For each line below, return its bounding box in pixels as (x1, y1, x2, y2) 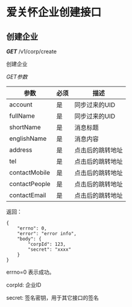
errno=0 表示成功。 (6, 268, 55, 276)
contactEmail (9, 191, 46, 199)
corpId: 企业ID (6, 282, 42, 288)
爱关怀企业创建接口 (6, 5, 102, 19)
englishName (9, 134, 47, 143)
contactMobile (9, 169, 50, 176)
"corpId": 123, (28, 241, 66, 247)
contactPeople (9, 179, 51, 188)
